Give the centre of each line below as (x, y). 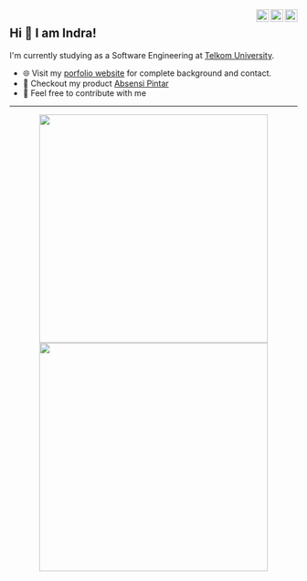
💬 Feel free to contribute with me (85, 93)
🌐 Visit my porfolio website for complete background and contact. (147, 73)
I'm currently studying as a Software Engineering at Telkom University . (142, 55)
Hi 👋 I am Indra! (53, 33)
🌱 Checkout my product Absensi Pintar (95, 83)
